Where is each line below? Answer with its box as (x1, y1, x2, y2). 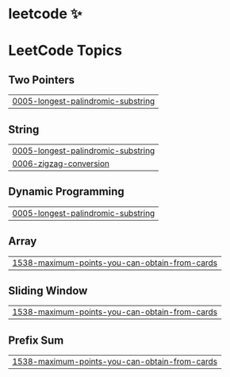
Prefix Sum (8, 333, 64, 347)
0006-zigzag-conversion (12, 158, 109, 169)
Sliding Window (8, 284, 88, 298)
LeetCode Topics (8, 41, 123, 60)
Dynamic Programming (8, 185, 125, 198)
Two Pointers (8, 73, 75, 87)
